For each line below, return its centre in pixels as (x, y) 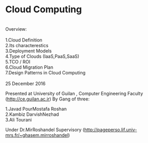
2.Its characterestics (27, 45)
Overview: (16, 29)
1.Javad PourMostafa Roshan (36, 109)
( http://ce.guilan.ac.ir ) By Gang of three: (47, 99)
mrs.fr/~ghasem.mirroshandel (37, 135)
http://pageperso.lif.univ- (111, 130)
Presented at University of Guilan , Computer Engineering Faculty (74, 93)
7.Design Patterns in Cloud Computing (46, 72)
